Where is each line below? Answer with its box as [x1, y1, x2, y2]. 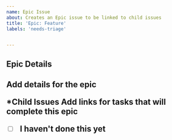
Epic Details [6, 59, 52, 69]
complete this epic [6, 107, 78, 117]
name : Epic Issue [6, 8, 50, 15]
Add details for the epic [6, 79, 97, 90]
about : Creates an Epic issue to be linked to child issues [6, 15, 162, 21]
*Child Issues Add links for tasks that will [6, 97, 166, 107]
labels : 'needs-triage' [6, 25, 67, 32]
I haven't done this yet [19, 124, 106, 134]
